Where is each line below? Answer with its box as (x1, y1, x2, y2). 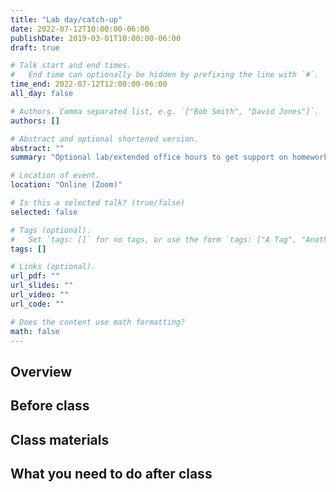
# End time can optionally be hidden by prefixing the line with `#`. (10, 70, 320, 80)
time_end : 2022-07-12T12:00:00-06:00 (10, 79, 168, 90)
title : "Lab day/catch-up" (10, 14, 123, 25)
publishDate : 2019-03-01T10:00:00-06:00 (10, 33, 182, 43)
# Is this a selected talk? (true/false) (10, 198, 186, 208)
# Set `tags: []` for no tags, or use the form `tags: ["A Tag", (10, 234, 298, 245)
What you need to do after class (10, 465, 213, 482)
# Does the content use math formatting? (10, 317, 186, 327)
